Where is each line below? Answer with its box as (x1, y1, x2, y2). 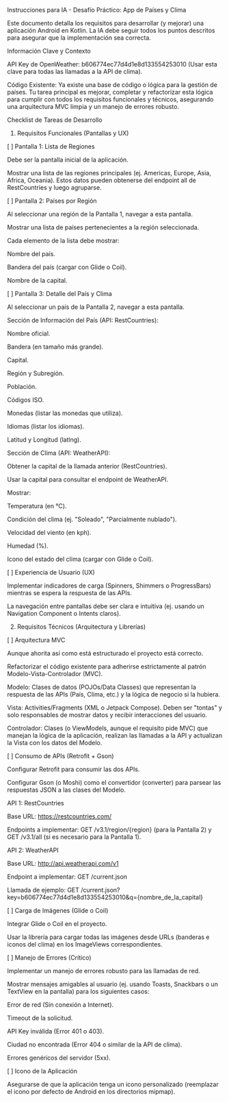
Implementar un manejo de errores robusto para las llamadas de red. (7, 967, 200, 975)
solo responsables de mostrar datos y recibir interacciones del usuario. (7, 711, 207, 718)
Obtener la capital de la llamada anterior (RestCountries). (7, 462, 167, 470)
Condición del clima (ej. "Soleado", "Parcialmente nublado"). (7, 515, 177, 523)
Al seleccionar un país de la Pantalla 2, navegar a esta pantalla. (7, 303, 185, 311)
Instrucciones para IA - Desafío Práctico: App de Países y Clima (7, 6, 187, 14)
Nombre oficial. (7, 329, 51, 338)
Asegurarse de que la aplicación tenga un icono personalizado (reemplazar (7, 1080, 219, 1088)
